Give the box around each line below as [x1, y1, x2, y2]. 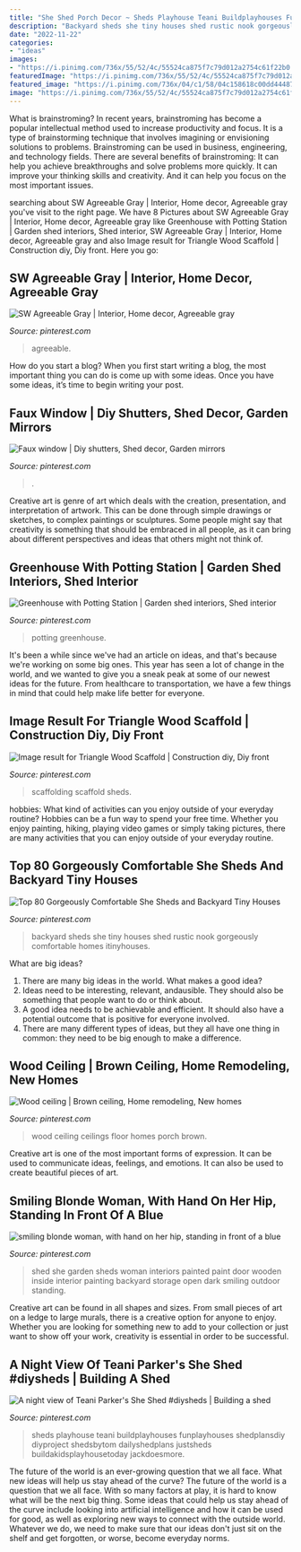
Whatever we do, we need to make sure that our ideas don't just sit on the [9, 1523, 282, 1534]
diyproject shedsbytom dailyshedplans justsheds [30, 1439, 212, 1450]
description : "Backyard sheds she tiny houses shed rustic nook [9, 22, 254, 31]
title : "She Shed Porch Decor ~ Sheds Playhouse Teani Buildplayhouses [9, 13, 282, 22]
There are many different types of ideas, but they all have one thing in [21, 1023, 280, 1033]
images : [9, 55, 39, 64]
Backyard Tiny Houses [9, 872, 139, 888]
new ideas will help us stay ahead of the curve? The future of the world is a [9, 1476, 287, 1486]
